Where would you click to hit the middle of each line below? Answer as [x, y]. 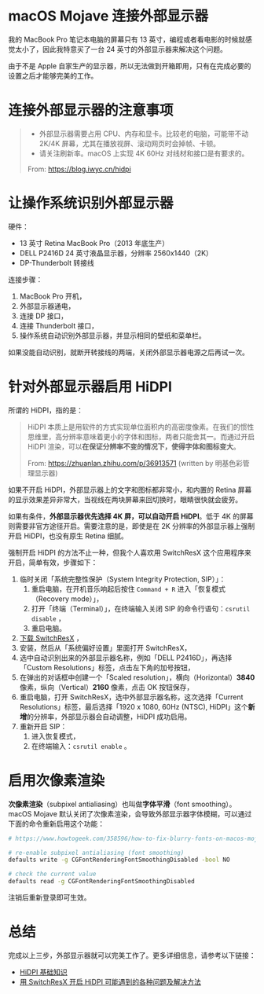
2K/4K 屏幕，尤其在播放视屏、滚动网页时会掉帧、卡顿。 [129, 143]
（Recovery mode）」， [67, 599]
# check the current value [52, 874]
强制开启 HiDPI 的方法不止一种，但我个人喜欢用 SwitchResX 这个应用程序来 [130, 552]
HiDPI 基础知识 [44, 972]
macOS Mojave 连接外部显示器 [108, 16]
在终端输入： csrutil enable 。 [81, 746]
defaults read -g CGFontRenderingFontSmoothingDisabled [101, 882]
